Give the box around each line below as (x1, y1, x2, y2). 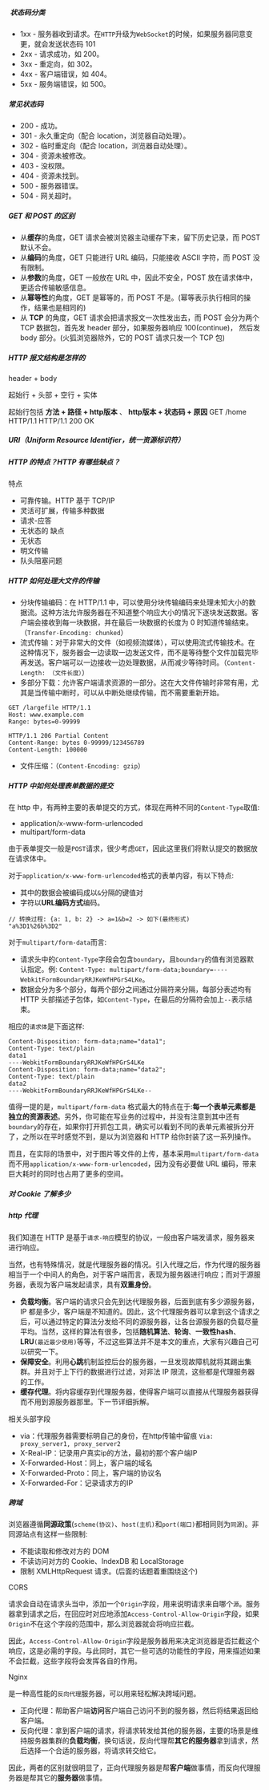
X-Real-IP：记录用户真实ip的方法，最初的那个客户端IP (19, 1448, 198, 1457)
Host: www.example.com (8, 711, 84, 719)
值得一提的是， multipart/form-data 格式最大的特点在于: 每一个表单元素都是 (8, 1102, 256, 1112)
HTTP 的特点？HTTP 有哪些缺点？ (8, 457, 121, 467)
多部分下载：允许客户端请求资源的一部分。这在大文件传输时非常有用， (19, 678, 252, 687)
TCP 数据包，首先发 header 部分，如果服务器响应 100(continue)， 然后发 (19, 322, 260, 332)
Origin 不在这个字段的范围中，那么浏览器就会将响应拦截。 (8, 1619, 199, 1629)
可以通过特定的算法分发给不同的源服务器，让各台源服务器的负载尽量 (34, 1316, 259, 1326)
